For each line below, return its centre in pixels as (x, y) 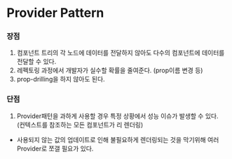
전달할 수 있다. (36, 62)
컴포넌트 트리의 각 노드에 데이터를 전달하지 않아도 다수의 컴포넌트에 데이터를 (121, 53)
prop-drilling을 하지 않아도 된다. (61, 79)
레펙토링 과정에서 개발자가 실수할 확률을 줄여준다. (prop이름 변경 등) (110, 70)
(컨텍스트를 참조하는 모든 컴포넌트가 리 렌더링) (80, 125)
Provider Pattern (55, 13)
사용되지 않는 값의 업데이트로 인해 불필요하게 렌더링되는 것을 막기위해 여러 (118, 139)
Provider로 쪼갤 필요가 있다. (55, 148)
